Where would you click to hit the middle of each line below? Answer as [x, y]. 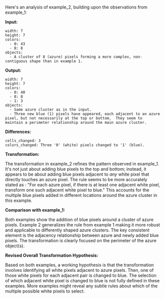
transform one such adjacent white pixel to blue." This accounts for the [77, 190]
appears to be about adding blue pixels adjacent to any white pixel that [77, 174]
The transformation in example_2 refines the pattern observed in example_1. [82, 164]
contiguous [16, 61]
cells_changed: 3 [23, 141]
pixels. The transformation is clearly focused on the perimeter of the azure [81, 241]
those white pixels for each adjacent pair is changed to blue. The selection [81, 275]
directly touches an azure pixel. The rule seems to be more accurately [76, 179]
